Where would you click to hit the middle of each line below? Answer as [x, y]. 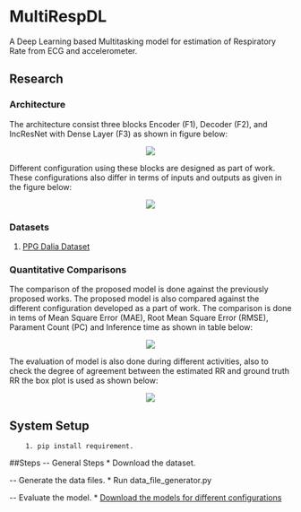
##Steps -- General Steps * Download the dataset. [103, 463]
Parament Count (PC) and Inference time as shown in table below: [131, 327]
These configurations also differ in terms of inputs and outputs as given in [146, 178]
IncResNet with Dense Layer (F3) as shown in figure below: [119, 134]
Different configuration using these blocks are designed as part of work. [142, 168]
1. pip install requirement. [80, 447]
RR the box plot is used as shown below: [84, 381]
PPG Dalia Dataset [56, 246]
